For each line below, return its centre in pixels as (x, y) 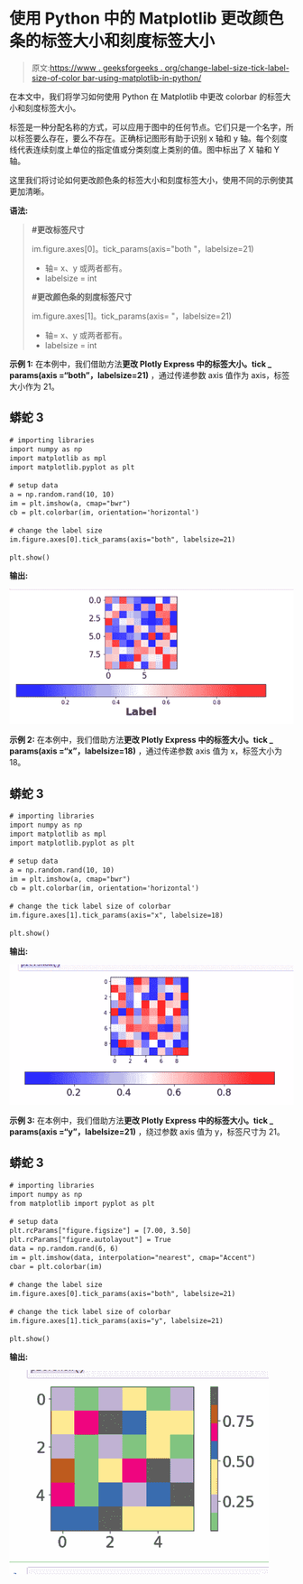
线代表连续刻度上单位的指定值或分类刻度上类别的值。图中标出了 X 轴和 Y (144, 149)
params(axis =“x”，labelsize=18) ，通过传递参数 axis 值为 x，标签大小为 (146, 751)
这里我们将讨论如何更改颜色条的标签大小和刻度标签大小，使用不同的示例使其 (151, 180)
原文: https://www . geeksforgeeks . (97, 68)
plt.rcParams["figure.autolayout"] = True (90, 1239)
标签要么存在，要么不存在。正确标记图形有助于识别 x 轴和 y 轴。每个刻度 (152, 138)
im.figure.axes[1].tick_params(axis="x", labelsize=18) (116, 916)
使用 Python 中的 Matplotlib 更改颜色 (147, 19)
